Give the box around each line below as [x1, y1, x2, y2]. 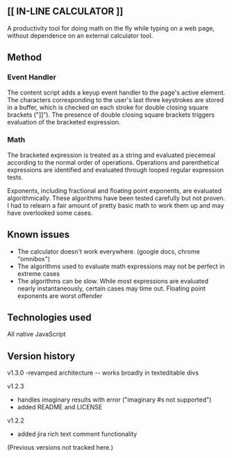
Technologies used [7, 312, 92, 323]
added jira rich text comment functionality [17, 430, 138, 439]
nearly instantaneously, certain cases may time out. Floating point [17, 284, 206, 293]
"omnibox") [17, 254, 51, 263]
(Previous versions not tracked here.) [7, 443, 113, 452]
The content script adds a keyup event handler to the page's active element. [7, 88, 226, 97]
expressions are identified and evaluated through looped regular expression [7, 165, 224, 174]
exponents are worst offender [17, 291, 103, 300]
